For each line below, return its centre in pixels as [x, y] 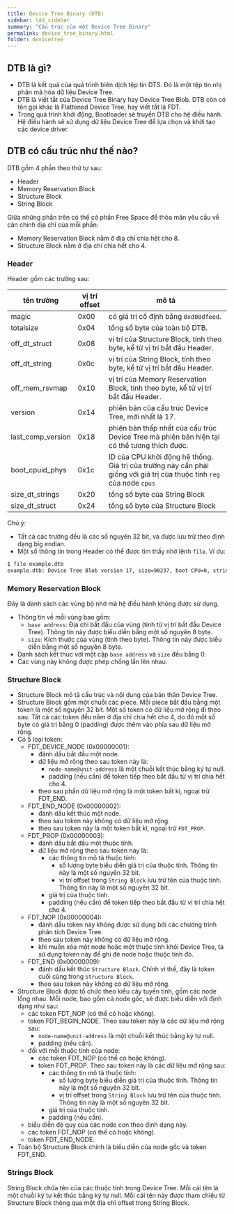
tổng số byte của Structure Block [162, 506]
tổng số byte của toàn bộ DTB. [158, 328]
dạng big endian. [41, 544]
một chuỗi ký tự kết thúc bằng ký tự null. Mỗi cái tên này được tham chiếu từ [116, 1195]
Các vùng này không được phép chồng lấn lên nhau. [92, 662]
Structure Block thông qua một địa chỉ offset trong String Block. [98, 1202]
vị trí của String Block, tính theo [159, 359]
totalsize [25, 328]
